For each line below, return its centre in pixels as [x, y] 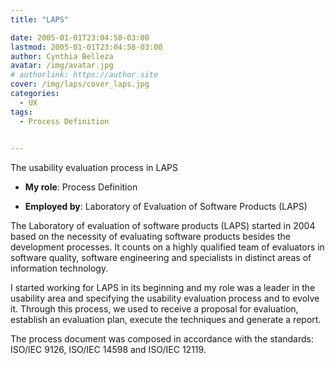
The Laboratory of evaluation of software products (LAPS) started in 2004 [163, 226]
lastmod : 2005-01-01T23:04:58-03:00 [86, 47]
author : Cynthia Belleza [62, 56]
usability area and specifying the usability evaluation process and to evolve [165, 298]
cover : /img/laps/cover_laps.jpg [80, 84]
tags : [21, 112]
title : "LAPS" [40, 19]
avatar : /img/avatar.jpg [62, 66]
